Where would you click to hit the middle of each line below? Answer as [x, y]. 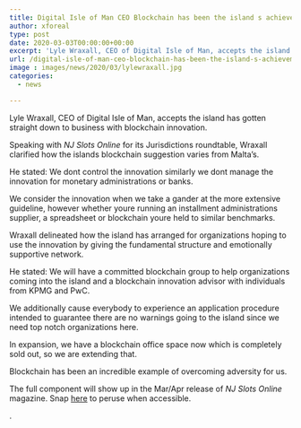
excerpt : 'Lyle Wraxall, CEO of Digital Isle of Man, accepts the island [150, 51]
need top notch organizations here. [74, 327]
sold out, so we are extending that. [73, 354]
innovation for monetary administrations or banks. [101, 181]
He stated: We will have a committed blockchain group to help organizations [150, 271]
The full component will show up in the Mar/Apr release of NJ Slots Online [146, 389]
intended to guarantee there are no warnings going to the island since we [145, 317]
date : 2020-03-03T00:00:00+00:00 [72, 43]
